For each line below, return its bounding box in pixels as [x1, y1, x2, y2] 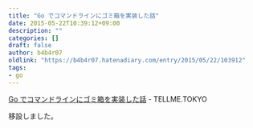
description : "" [8, 26, 63, 34]
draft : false [8, 42, 52, 50]
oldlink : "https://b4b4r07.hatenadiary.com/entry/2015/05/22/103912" [8, 57, 247, 65]
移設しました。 [8, 111, 58, 121]
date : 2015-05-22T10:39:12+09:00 [8, 19, 120, 27]
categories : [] [8, 34, 59, 42]
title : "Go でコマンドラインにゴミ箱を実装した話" [8, 11, 159, 20]
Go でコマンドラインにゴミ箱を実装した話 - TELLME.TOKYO [8, 94, 207, 104]
